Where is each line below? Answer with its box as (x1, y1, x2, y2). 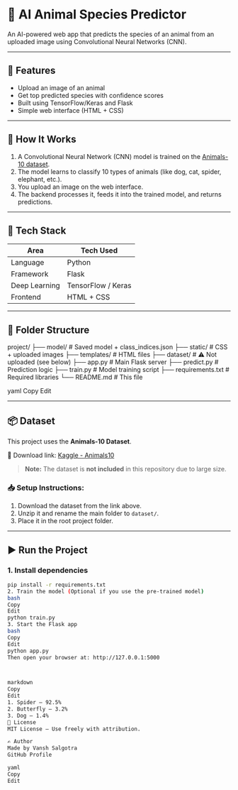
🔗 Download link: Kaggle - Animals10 (7, 451, 115, 459)
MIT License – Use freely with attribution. (7, 725, 141, 733)
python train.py (7, 614, 55, 622)
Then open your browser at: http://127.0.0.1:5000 (7, 654, 160, 661)
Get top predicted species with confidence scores (17, 91, 164, 99)
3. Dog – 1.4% (7, 712, 50, 719)
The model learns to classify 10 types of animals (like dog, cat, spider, (17, 167, 222, 176)
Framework (11, 269, 49, 279)
